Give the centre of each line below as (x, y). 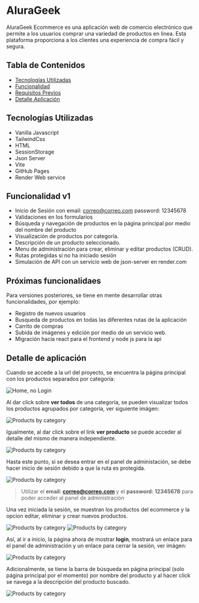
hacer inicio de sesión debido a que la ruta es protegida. (76, 468)
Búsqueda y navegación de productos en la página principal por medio (103, 223)
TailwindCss (30, 139)
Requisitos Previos (38, 92)
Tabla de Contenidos (46, 65)
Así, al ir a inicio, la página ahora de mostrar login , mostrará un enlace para (99, 539)
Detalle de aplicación (46, 358)
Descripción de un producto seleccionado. (68, 243)
